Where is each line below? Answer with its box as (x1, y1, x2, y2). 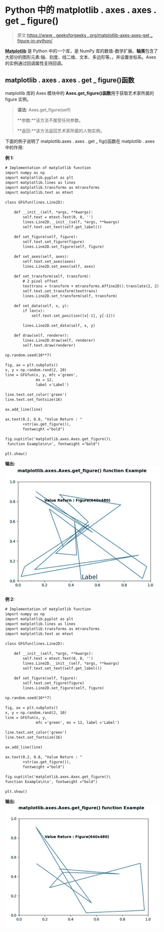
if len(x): (23, 308, 45, 313)
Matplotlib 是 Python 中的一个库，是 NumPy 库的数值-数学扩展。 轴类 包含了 (5, 48, 158, 54)
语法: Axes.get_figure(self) (17, 107, 71, 112)
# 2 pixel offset (23, 279, 58, 284)
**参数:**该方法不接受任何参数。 (17, 117, 83, 123)
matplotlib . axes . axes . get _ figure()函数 (5, 76, 135, 84)
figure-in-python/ (17, 37, 53, 43)
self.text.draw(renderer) (23, 343, 76, 348)
